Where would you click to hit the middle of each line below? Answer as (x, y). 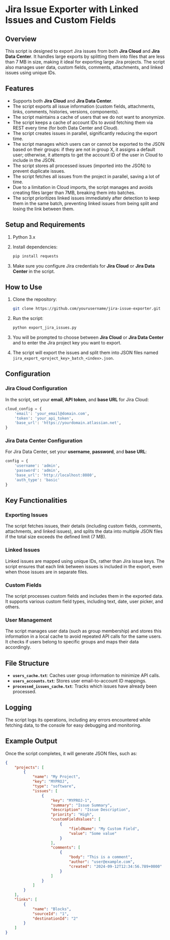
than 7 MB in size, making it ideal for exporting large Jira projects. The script (85, 62)
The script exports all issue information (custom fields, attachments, (84, 106)
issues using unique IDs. (31, 73)
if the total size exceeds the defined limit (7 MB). (56, 537)
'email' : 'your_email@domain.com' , (52, 413)
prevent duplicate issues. (39, 171)
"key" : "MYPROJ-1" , (71, 800)
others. (13, 607)
